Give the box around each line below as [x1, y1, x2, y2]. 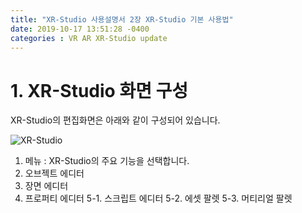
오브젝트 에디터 [24, 167, 85, 180]
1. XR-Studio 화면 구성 [10, 79, 189, 102]
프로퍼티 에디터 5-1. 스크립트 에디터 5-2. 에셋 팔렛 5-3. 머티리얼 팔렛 [24, 192, 293, 205]
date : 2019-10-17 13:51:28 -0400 [10, 24, 150, 34]
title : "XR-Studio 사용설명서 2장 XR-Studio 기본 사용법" [10, 14, 234, 25]
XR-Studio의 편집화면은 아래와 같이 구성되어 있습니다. [10, 114, 221, 126]
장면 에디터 [24, 180, 69, 192]
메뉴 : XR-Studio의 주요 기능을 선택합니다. [24, 155, 190, 167]
